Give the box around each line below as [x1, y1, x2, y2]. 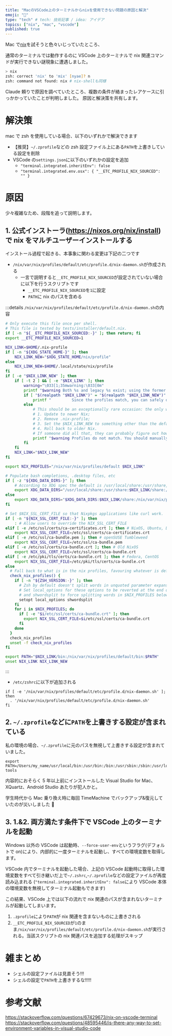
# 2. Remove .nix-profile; [32, 417, 91, 422]
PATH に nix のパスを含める [28, 293, 82, 300]
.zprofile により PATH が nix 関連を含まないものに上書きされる [12, 913, 141, 919]
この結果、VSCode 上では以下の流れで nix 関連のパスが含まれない [5, 896, 145, 902]
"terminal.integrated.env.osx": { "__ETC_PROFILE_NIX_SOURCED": [20, 169, 161, 174]
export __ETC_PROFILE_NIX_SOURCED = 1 [5, 336, 83, 341]
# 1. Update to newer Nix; [32, 412, 91, 417]
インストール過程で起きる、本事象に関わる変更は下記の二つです [5, 250, 140, 257]
